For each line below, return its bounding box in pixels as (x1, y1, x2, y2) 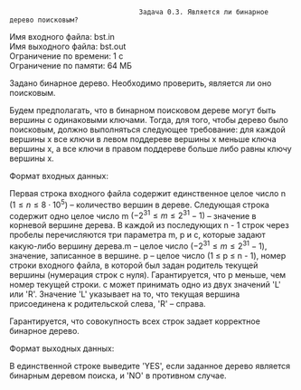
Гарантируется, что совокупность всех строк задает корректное (9, 316, 260, 327)
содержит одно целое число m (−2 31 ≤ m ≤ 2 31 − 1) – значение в (9, 208, 257, 221)
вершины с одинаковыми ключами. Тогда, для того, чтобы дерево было (9, 115, 289, 125)
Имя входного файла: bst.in (9, 32, 116, 42)
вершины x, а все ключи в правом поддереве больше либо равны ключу (9, 144, 292, 154)
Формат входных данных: (9, 171, 108, 181)
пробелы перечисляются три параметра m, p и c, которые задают (9, 230, 267, 241)
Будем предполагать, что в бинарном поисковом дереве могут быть (9, 105, 277, 116)
